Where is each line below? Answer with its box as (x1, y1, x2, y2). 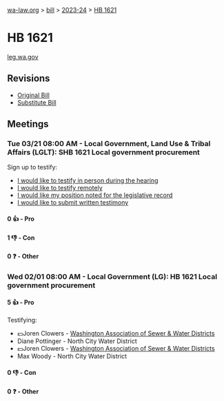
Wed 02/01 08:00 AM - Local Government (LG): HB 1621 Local (7, 272, 218, 282)
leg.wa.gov (7, 52, 39, 61)
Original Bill (17, 91, 50, 99)
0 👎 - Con (7, 368, 37, 376)
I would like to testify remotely (17, 184, 103, 192)
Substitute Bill (17, 98, 57, 106)
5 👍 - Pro (7, 298, 34, 306)
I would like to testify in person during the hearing (17, 176, 159, 185)
